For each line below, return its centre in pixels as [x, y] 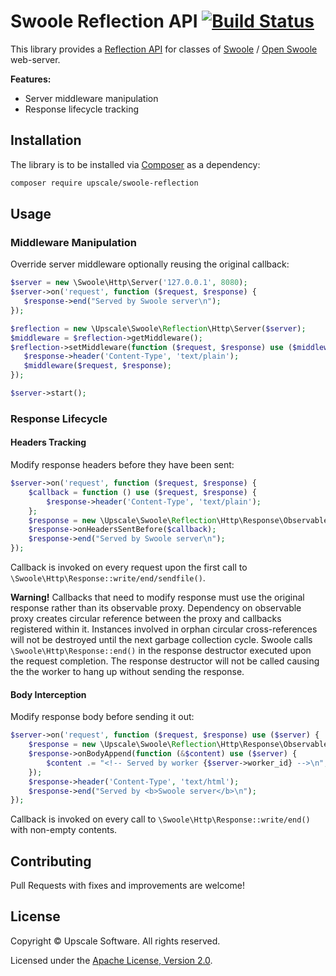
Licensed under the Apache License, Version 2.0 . [111, 960]
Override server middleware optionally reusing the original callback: [150, 264]
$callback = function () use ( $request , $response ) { [142, 492]
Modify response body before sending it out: [102, 717]
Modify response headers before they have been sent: [122, 465]
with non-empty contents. [64, 830]
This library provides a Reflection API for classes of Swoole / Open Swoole [164, 49]
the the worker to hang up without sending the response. [127, 672]
